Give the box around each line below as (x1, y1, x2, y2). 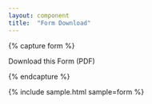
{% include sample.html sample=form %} (8, 87, 145, 96)
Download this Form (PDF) (8, 56, 96, 66)
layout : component (8, 11, 70, 20)
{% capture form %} (8, 40, 75, 50)
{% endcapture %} (8, 71, 70, 81)
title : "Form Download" (8, 19, 91, 27)
